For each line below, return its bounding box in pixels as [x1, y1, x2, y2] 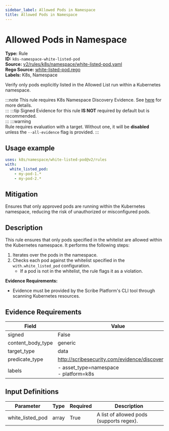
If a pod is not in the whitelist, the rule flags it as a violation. [20, 268, 143, 274]
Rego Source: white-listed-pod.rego [5, 67, 80, 73]
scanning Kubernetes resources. [12, 293, 80, 299]
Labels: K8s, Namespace [5, 72, 58, 78]
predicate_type [8, 356, 44, 363]
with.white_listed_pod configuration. [12, 263, 91, 269]
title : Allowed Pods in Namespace [5, 12, 78, 17]
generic [57, 340, 76, 347]
